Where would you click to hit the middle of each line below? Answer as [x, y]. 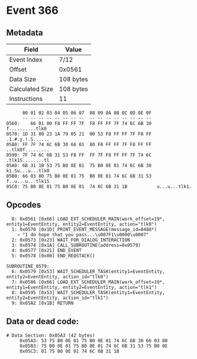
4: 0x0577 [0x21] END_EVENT [47, 250]
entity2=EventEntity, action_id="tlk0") [58, 277]
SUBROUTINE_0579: [28, 266]
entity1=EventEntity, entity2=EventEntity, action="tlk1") [82, 287]
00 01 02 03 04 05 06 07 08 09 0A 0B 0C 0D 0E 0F [87, 113]
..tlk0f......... [28, 150]
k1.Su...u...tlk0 [28, 171]
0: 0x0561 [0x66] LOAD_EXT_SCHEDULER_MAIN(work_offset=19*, [88, 219]
